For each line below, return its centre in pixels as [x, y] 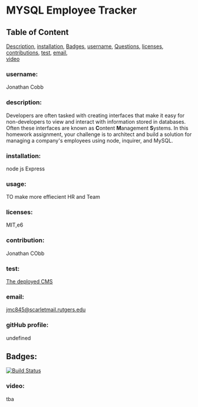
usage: [16, 184]
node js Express [26, 169]
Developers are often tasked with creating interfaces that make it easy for [95, 115]
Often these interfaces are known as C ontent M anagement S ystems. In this [97, 128]
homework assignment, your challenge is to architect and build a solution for [99, 134]
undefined [19, 338]
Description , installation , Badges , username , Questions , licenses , [85, 46]
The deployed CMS [29, 282]
